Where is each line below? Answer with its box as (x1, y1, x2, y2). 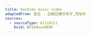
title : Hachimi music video (5, 7, 63, 12)
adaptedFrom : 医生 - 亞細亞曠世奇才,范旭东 (5, 12, 87, 16)
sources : (5, 16, 23, 21)
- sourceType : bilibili (9, 20, 58, 25)
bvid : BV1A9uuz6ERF (14, 25, 54, 30)
